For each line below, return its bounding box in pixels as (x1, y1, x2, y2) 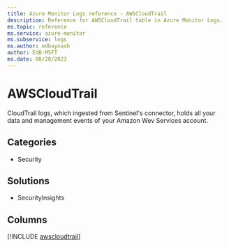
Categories (7, 137, 57, 149)
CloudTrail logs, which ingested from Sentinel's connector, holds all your (7, 109, 216, 117)
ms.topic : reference (7, 23, 68, 30)
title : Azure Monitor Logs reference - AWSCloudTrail (7, 10, 168, 17)
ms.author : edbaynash (7, 43, 71, 50)
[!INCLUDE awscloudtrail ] (7, 232, 81, 241)
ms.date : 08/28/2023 (7, 56, 68, 63)
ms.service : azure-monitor (7, 29, 86, 37)
